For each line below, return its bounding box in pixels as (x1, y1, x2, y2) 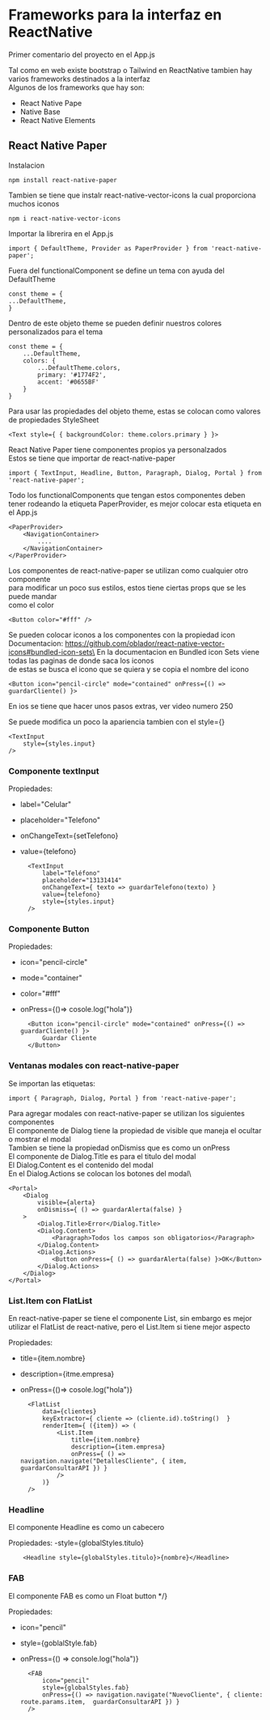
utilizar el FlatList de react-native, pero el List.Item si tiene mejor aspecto (8, 1322, 251, 1331)
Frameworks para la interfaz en (8, 6, 222, 24)
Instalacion (8, 160, 45, 170)
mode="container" (19, 973, 82, 983)
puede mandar (8, 591, 57, 601)
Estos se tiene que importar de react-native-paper (8, 453, 176, 463)
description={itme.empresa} (19, 1369, 115, 1378)
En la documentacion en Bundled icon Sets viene (96, 647, 260, 656)
